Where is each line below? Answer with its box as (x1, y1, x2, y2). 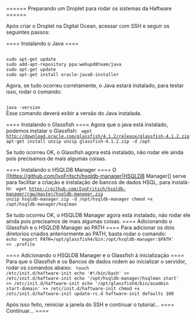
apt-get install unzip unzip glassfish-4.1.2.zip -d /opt (6, 138, 150, 144)
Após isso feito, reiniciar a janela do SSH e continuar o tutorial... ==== (6, 301, 174, 308)
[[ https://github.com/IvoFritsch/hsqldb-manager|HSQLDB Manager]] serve (6, 172, 186, 179)
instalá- (171, 179, 190, 186)
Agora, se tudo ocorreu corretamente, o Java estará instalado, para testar (6, 82, 184, 89)
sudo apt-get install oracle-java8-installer (6, 72, 119, 78)
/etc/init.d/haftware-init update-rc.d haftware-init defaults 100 (6, 291, 174, 297)
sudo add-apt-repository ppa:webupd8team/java (6, 61, 122, 67)
